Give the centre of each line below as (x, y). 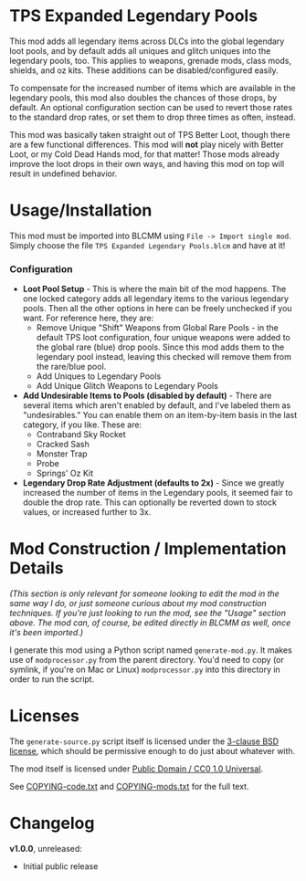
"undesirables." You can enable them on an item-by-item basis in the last (160, 415)
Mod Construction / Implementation (148, 549)
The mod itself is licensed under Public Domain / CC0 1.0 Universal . (136, 769)
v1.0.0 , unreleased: (46, 848)
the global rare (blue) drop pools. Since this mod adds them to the (160, 347)
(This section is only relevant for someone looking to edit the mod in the (145, 593)
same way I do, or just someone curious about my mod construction (138, 603)
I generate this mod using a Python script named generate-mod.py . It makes (151, 650)
